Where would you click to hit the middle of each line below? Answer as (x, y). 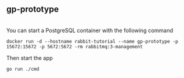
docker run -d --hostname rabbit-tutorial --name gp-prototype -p (92, 41)
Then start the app (30, 58)
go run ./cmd (23, 69)
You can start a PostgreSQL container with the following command (90, 30)
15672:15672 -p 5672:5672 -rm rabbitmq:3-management (75, 47)
